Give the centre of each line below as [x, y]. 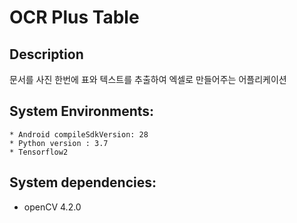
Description [46, 54]
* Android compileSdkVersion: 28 [79, 134]
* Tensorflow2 [39, 152]
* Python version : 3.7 [59, 143]
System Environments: [82, 111]
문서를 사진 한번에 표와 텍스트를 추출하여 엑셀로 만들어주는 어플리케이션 [148, 79]
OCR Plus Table [74, 17]
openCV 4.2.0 [52, 207]
